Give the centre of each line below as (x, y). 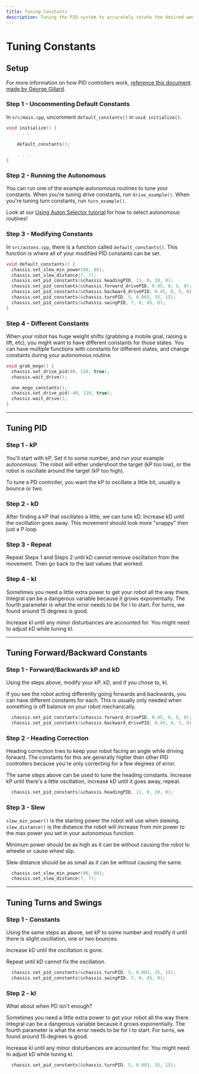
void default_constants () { (41, 264)
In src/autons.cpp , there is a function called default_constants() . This (92, 247)
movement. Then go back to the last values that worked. (75, 564)
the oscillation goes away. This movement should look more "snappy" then (97, 523)
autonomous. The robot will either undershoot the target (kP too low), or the (99, 464)
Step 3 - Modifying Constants (49, 234)
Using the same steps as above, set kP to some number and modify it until (97, 932)
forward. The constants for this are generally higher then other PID (87, 757)
